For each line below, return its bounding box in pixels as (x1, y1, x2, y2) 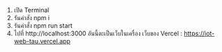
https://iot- (184, 29, 215, 37)
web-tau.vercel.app (13, 37, 71, 45)
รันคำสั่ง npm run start (13, 21, 73, 30)
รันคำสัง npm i (13, 14, 50, 21)
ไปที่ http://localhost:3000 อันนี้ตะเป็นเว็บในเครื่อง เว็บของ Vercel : (13, 29, 183, 37)
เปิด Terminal (13, 6, 50, 14)
